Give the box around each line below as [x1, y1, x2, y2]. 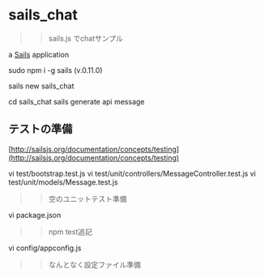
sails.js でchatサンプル [48, 33, 124, 43]
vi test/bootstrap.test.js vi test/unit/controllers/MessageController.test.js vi [8, 168, 257, 178]
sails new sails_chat [8, 81, 75, 91]
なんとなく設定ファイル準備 [48, 259, 142, 269]
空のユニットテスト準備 [48, 194, 127, 203]
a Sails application [8, 49, 70, 59]
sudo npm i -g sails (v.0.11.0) [8, 65, 103, 75]
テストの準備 [8, 122, 73, 136]
